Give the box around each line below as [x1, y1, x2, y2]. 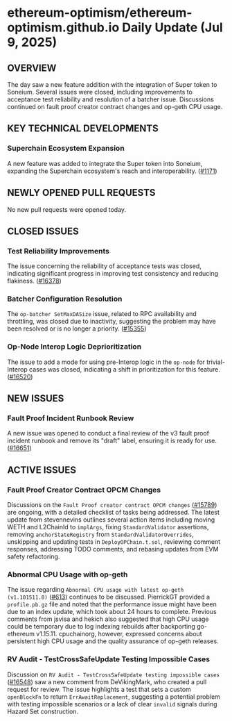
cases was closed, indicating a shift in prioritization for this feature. [28, 365, 220, 373]
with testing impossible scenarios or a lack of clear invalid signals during [7, 699, 217, 708]
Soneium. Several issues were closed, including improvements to [7, 88, 193, 96]
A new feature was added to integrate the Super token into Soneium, [7, 159, 203, 167]
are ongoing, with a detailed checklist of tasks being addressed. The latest [7, 508, 220, 517]
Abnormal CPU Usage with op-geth [7, 570, 128, 579]
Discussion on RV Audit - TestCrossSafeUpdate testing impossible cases [7, 670, 220, 679]
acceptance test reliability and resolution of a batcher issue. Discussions [7, 95, 215, 103]
